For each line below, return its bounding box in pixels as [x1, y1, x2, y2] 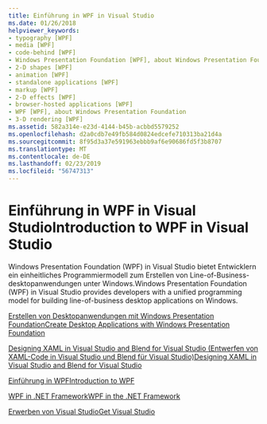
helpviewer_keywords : [8, 26, 80, 34]
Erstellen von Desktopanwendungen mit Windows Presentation [8, 311, 215, 320]
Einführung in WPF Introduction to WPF [8, 375, 135, 385]
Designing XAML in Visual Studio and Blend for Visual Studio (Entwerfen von [8, 344, 258, 353]
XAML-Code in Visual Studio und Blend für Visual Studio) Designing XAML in [8, 351, 257, 361]
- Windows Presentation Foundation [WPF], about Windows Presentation [8, 57, 247, 65]
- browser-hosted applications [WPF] [8, 100, 133, 108]
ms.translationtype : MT [8, 145, 87, 153]
